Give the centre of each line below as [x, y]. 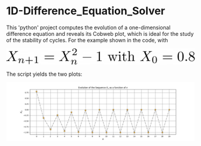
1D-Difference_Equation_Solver [86, 11]
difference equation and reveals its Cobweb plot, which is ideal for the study [100, 33]
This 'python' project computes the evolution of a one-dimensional [88, 27]
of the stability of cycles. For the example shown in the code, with [87, 40]
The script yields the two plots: [44, 74]
